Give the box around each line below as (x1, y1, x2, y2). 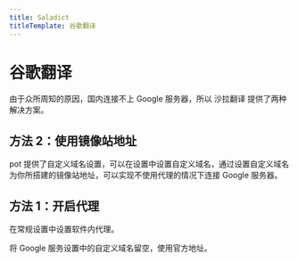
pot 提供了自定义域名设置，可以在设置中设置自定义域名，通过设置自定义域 (9, 159, 282, 169)
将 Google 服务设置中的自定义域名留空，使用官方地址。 (9, 242, 212, 254)
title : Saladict (9, 12, 70, 22)
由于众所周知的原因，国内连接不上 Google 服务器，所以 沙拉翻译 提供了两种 (9, 94, 287, 104)
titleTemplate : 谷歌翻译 (9, 21, 96, 30)
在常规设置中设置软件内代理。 (9, 224, 119, 234)
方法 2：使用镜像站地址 (9, 133, 137, 148)
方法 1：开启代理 (9, 198, 100, 214)
